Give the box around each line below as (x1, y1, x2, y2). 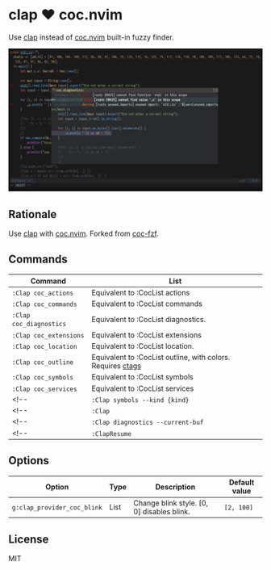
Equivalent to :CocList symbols (91, 372, 194, 382)
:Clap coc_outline (11, 358, 74, 367)
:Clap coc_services (11, 385, 77, 393)
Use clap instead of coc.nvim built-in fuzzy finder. (8, 32, 175, 42)
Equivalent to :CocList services (91, 383, 194, 393)
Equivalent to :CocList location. (91, 341, 194, 350)
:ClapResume (91, 430, 131, 438)
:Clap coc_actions (11, 289, 74, 297)
